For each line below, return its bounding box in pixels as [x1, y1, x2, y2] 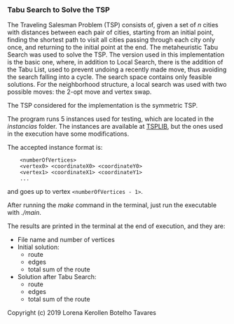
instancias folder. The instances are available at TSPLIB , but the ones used [7, 122, 223, 131]
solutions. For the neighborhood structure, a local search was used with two [7, 80, 227, 89]
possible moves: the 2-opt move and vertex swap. [7, 87, 152, 96]
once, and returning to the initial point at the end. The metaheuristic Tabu [7, 43, 219, 52]
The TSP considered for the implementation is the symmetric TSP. [7, 101, 198, 110]
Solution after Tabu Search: [17, 273, 97, 281]
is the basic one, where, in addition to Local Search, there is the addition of [7, 58, 223, 66]
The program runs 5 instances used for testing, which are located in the [7, 115, 214, 123]
